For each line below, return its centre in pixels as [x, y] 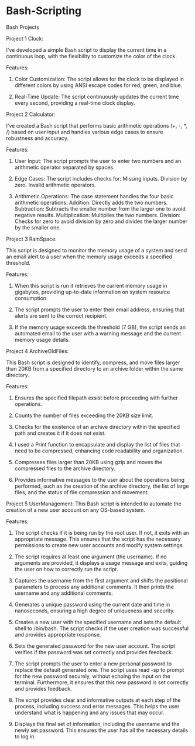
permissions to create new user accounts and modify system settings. [99, 545]
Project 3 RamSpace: [31, 239]
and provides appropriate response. [58, 634]
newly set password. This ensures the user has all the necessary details [101, 730]
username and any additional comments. [64, 593]
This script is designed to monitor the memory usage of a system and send [97, 250]
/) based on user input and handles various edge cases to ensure [85, 132]
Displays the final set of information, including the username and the [97, 724]
